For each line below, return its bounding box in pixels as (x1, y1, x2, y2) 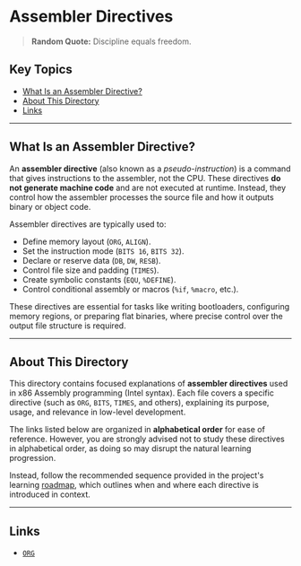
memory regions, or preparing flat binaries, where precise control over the (9, 310, 284, 321)
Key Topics (9, 62, 73, 77)
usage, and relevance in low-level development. (9, 406, 186, 418)
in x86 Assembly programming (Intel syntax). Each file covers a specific (9, 387, 275, 398)
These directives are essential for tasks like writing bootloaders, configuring (9, 300, 290, 311)
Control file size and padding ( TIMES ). (21, 265, 159, 275)
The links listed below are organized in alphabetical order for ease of (9, 424, 266, 435)
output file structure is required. (9, 320, 127, 331)
